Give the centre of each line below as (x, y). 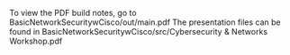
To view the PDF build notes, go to (73, 13)
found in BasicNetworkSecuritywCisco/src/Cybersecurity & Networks (139, 31)
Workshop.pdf (36, 41)
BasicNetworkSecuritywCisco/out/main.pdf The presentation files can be (145, 22)
